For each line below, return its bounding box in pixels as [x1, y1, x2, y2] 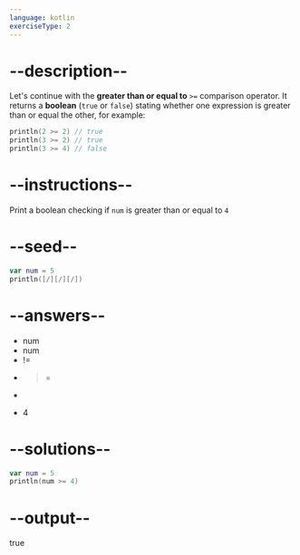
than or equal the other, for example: [9, 110, 146, 120]
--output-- [9, 508, 91, 528]
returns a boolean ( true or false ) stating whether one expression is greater [9, 100, 292, 111]
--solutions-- [9, 438, 111, 459]
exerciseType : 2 [9, 22, 71, 31]
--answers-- [9, 305, 106, 326]
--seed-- [9, 236, 78, 257]
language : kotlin [9, 13, 75, 23]
